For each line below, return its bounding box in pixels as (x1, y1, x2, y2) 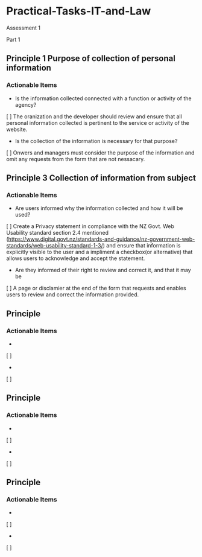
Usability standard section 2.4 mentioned (6, 229, 109, 237)
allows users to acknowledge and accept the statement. (6, 255, 145, 262)
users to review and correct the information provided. (6, 291, 139, 298)
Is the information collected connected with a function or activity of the (14, 95, 192, 102)
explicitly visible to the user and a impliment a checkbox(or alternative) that (6, 249, 193, 256)
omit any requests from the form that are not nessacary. (6, 155, 145, 162)
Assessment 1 (6, 24, 41, 31)
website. (6, 126, 28, 133)
